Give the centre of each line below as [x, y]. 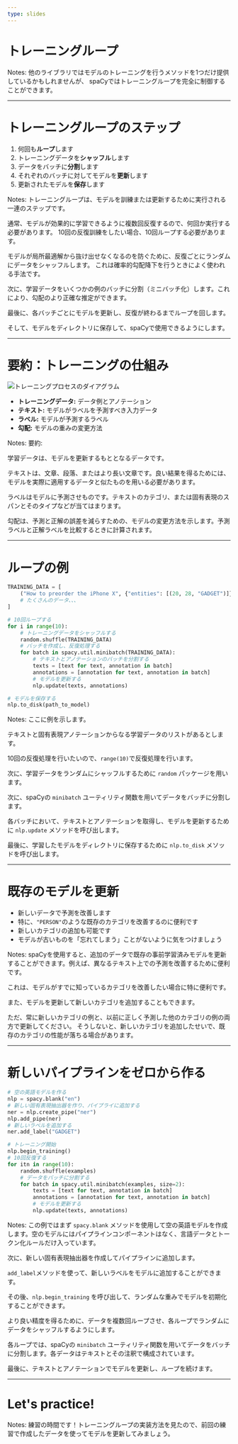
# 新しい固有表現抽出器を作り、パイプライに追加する [74, 1105]
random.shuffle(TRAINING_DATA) [66, 639]
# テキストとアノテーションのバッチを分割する [91, 660]
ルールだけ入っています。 [63, 1242]
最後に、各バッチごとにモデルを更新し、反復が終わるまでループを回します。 [119, 312]
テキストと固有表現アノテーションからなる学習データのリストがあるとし [113, 735]
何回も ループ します [45, 149]
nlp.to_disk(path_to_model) [49, 705]
